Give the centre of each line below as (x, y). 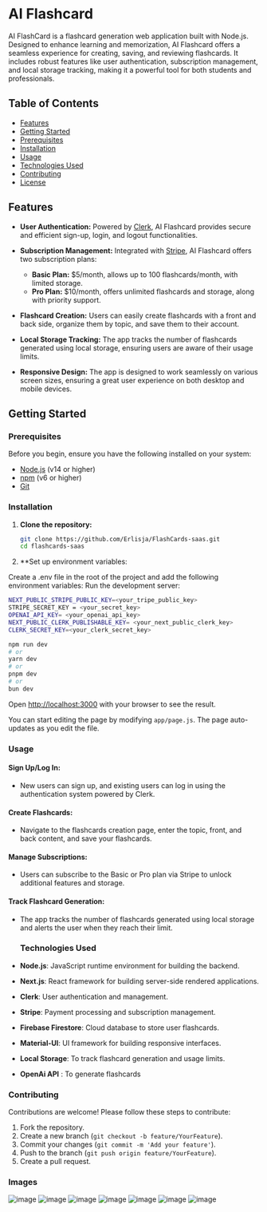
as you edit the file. (68, 728)
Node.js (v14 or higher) (57, 469)
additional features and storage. (72, 883)
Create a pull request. (55, 1162)
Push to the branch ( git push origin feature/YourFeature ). (118, 1153)
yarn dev (23, 659)
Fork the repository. (52, 1127)
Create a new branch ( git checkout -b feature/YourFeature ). (121, 1136)
